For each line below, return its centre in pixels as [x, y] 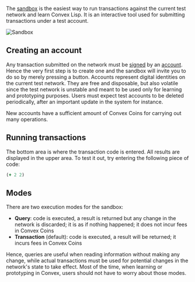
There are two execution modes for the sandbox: [65, 207]
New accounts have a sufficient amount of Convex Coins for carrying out [94, 113]
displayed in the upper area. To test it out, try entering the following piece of [97, 158]
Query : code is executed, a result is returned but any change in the [95, 218]
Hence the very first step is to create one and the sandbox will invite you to [96, 71]
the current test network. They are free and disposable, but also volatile [92, 83]
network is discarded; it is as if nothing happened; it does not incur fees [101, 225]
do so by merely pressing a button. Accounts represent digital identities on [96, 77]
